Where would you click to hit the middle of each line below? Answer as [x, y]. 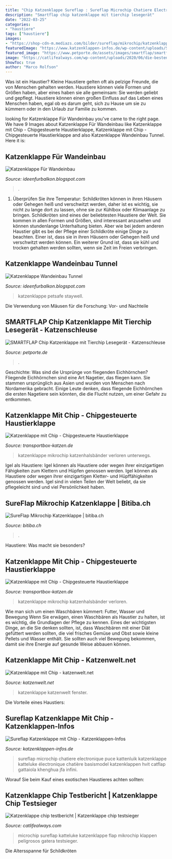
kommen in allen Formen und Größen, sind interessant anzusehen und [87, 220]
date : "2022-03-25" [26, 19]
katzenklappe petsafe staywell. [50, 296]
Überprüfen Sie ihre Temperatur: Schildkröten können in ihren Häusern [87, 199]
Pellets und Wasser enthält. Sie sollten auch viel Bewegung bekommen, [81, 639]
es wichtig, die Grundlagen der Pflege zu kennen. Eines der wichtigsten [81, 622]
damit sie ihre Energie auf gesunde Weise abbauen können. [68, 644]
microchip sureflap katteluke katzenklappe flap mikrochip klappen [87, 835]
